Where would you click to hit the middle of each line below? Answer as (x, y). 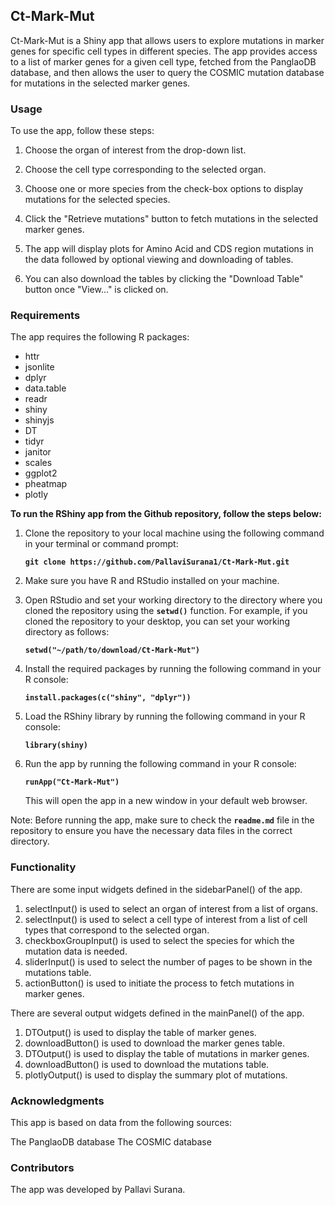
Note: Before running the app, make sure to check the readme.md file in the (162, 820)
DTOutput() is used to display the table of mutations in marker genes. (167, 1053)
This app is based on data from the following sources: (121, 1122)
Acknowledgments (57, 1101)
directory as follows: (67, 632)
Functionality (43, 867)
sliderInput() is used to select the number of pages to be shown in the (168, 961)
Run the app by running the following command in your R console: (160, 764)
